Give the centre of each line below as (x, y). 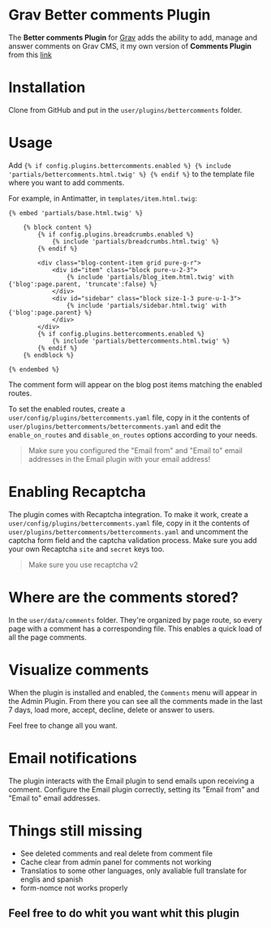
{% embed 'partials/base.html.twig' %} (76, 213)
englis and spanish (52, 879)
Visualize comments (79, 669)
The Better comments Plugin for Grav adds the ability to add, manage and (133, 37)
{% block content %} (58, 227)
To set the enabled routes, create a (67, 408)
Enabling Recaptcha (77, 492)
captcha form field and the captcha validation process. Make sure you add (133, 540)
